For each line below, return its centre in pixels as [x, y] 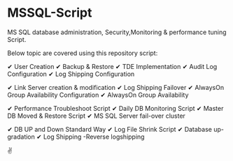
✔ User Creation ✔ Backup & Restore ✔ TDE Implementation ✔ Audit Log [112, 66]
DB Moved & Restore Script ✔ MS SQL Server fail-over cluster [96, 116]
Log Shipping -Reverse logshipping [94, 137]
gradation [21, 137]
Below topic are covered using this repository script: [83, 53]
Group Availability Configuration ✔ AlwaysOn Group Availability [98, 95]
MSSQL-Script [50, 13]
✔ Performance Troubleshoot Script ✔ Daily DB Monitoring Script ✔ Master [115, 108]
